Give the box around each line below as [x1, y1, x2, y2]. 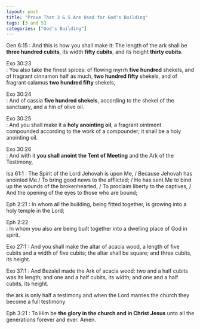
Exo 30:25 [6, 115, 32, 122]
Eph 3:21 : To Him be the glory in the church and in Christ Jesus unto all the [6, 310, 195, 317]
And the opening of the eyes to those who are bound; [6, 189, 138, 197]
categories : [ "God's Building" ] [6, 25, 87, 32]
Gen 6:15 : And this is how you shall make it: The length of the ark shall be [6, 42, 188, 49]
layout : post [6, 8, 39, 15]
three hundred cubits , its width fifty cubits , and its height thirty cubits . [6, 49, 183, 56]
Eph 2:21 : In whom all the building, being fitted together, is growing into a [6, 201, 187, 208]
